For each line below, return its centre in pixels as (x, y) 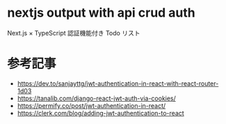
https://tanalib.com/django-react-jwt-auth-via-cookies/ (96, 98)
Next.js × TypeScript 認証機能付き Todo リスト (74, 33)
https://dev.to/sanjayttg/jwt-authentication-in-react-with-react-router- (118, 83)
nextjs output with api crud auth (102, 13)
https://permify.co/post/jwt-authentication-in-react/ (91, 105)
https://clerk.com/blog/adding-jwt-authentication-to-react (100, 113)
